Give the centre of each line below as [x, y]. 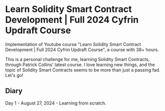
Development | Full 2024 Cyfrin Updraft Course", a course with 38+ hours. [82, 49]
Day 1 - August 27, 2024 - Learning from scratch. [56, 103]
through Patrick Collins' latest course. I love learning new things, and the [80, 64]
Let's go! [14, 75]
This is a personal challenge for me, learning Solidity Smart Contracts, [77, 59]
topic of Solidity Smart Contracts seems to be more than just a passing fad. [83, 70]
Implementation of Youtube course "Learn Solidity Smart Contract [73, 44]
